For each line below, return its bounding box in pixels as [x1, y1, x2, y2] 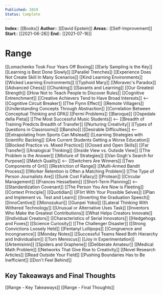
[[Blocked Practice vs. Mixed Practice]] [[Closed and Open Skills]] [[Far [5, 142, 149, 148]
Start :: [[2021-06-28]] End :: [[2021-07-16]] [5, 30, 92, 36]
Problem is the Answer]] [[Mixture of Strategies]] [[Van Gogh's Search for [5, 153, 154, 159]
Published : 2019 [5, 7, 38, 12]
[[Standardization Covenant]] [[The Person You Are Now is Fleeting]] [5, 184, 144, 190]
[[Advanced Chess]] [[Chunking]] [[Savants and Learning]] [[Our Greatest [5, 85, 154, 91]
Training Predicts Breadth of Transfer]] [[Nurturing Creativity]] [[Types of [5, 121, 153, 127]
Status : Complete [5, 12, 41, 17]
